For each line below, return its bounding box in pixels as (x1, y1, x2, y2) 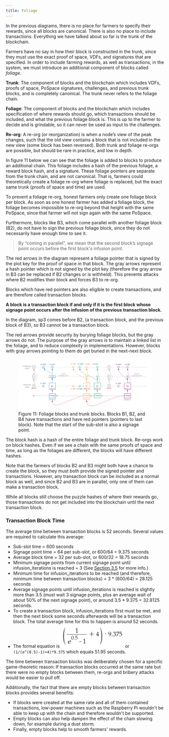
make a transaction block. (6, 484, 59, 490)
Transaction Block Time (6, 517, 65, 524)
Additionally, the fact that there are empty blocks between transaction (6, 684, 150, 690)
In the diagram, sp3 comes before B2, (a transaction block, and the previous (6, 317, 164, 323)
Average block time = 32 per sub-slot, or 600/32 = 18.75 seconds (13, 555, 149, 561)
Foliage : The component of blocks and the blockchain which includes (6, 105, 150, 111)
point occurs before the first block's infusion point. (18, 245, 124, 252)
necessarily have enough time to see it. (6, 230, 87, 236)
